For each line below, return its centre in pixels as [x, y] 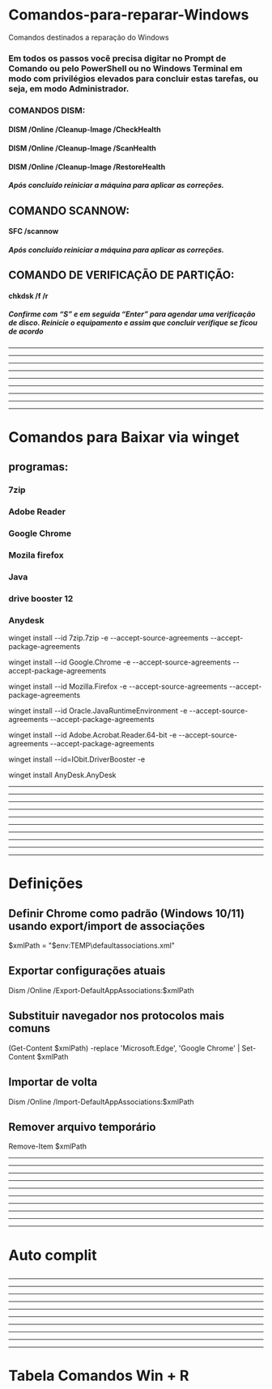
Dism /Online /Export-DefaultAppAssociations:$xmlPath [101, 990]
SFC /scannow [34, 231]
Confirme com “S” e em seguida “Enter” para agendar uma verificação [132, 314]
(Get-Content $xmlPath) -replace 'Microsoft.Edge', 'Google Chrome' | [124, 1048]
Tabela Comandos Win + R [99, 1376]
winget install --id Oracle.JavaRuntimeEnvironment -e [98, 711]
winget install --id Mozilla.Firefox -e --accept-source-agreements [118, 686]
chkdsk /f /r [28, 295]
